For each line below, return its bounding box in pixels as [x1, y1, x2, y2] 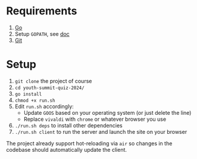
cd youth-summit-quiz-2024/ [14, 85, 85, 91]
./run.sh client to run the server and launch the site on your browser [14, 128, 187, 135]
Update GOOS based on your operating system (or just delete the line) [23, 109, 192, 116]
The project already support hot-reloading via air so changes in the [6, 139, 173, 147]
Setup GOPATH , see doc [14, 30, 70, 37]
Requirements [6, 4, 77, 18]
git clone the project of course [14, 77, 92, 84]
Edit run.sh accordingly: [14, 103, 74, 110]
